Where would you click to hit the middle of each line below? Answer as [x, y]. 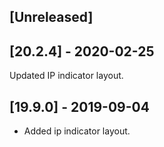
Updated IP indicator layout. [66, 76]
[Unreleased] [51, 17]
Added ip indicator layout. [77, 131]
